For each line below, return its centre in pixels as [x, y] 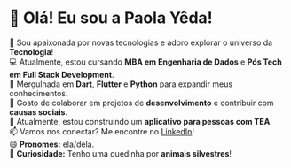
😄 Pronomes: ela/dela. [52, 144]
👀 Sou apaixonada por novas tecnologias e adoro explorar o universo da [141, 42]
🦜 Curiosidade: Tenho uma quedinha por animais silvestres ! [121, 153]
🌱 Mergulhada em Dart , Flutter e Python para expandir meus [121, 84]
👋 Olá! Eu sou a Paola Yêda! [111, 18]
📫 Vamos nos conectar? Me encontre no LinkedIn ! [102, 131]
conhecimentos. [39, 93]
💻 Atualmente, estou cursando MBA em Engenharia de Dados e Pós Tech [145, 62]
